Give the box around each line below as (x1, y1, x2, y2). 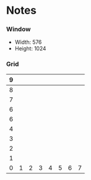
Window (6, 25, 31, 34)
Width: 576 (14, 38, 42, 46)
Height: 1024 (14, 45, 46, 52)
